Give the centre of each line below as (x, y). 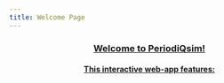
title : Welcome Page (48, 17)
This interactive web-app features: (149, 69)
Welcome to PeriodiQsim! (149, 48)
